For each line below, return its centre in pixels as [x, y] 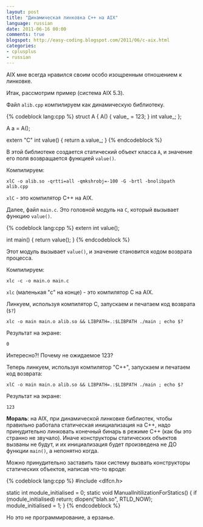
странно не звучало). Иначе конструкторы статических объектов [92, 438]
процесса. [20, 258]
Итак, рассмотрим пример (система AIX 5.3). [65, 92]
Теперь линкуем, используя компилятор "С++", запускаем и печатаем [98, 367]
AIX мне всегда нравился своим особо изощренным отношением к [94, 74]
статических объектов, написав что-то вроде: [66, 469]
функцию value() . [29, 216]
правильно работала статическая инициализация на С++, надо [89, 425]
